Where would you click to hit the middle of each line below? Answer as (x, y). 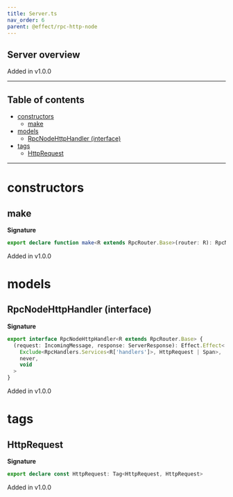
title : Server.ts (32, 14)
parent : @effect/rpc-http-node (52, 26)
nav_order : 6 (26, 20)
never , (29, 358)
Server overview (44, 54)
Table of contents (46, 100)
